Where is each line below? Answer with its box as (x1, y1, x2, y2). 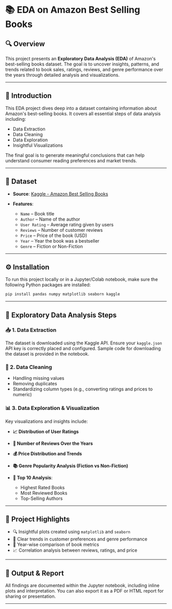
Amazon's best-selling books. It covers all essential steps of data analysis (5, 111, 161, 117)
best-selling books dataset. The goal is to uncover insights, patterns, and (5, 61, 160, 67)
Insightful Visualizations (12, 142, 63, 148)
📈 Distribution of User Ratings (12, 428, 79, 434)
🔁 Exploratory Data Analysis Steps (5, 311, 117, 319)
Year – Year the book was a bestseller (20, 237, 100, 244)
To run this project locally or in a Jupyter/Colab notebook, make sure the (5, 276, 158, 282)
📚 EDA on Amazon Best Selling (5, 4, 140, 16)
